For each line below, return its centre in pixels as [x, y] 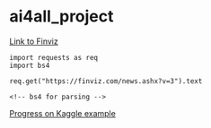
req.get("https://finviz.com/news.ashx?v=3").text [106, 81]
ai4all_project [62, 17]
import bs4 [30, 65]
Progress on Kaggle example [63, 113]
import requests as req [54, 57]
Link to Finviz [34, 41]
